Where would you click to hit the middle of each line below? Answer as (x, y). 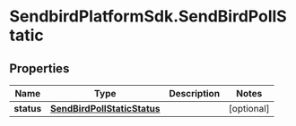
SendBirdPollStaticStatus (105, 109)
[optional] (249, 109)
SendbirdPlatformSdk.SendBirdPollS (148, 17)
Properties (39, 68)
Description (195, 93)
